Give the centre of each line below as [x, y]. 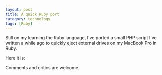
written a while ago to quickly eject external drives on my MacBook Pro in [81, 43]
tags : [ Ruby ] [19, 24]
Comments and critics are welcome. [42, 68]
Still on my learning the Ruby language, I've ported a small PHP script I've [81, 38]
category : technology [28, 19]
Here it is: [15, 58]
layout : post [19, 10]
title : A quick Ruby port [32, 14]
